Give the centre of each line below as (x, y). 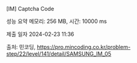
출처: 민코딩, (21, 47)
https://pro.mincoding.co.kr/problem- (84, 47)
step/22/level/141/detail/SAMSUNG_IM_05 (59, 54)
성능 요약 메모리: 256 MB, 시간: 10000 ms (57, 21)
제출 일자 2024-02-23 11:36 (40, 34)
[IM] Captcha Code (30, 9)
